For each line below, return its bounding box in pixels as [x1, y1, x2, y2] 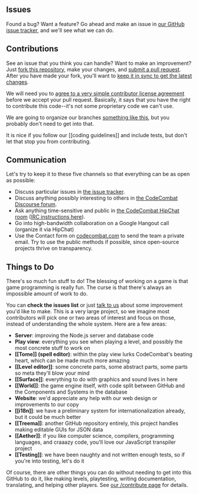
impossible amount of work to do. [6, 290, 88, 297]
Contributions [6, 44, 59, 54]
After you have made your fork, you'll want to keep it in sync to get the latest [6, 72, 192, 79]
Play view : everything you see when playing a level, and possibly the [14, 338, 183, 345]
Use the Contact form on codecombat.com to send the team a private [14, 232, 184, 239]
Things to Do [6, 262, 54, 272]
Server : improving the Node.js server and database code [14, 332, 154, 339]
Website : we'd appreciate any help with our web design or [14, 395, 158, 402]
